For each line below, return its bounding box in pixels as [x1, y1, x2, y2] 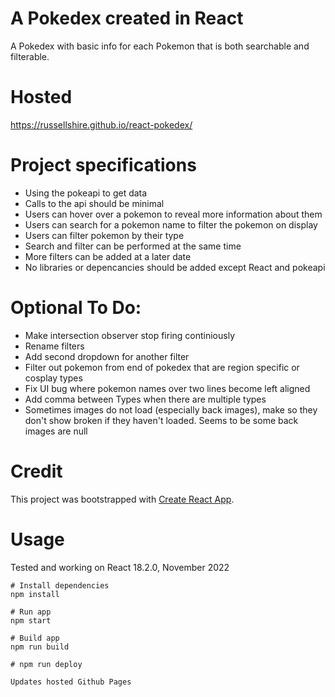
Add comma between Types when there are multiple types [24, 393, 267, 405]
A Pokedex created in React [10, 7, 244, 30]
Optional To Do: [10, 297, 142, 319]
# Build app [10, 633, 60, 643]
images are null [24, 425, 88, 437]
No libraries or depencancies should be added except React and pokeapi [24, 261, 326, 273]
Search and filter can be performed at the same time [24, 240, 242, 252]
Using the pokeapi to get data [24, 187, 148, 199]
